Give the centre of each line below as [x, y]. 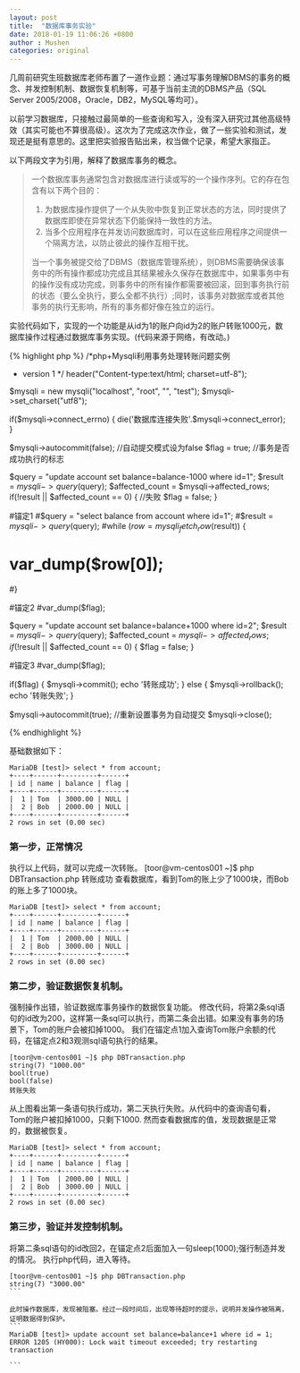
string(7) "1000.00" [48, 1066]
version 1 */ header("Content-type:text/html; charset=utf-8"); [134, 374]
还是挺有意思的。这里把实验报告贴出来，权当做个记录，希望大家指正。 [146, 141]
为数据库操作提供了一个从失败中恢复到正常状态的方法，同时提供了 [166, 209]
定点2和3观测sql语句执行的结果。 [101, 1041]
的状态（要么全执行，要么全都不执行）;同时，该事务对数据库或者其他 [158, 295]
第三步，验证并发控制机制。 [69, 1227]
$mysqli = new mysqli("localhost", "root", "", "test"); [104, 391]
